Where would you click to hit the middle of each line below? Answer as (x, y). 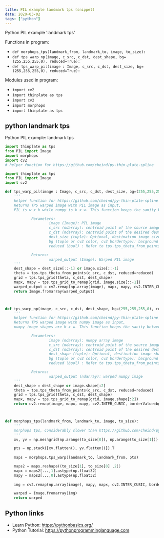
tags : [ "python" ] (23, 19)
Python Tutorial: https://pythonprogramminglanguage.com (71, 530)
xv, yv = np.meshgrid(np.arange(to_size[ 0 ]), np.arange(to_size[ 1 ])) (86, 440)
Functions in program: (27, 42)
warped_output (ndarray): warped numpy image (96, 376)
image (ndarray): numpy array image (86, 340)
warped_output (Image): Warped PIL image (91, 259)
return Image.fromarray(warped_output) (54, 291)
